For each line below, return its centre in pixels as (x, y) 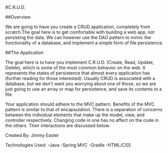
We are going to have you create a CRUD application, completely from (78, 27)
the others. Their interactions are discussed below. (58, 126)
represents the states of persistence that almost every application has (77, 73)
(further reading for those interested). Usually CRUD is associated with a (80, 78)
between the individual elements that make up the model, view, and (75, 115)
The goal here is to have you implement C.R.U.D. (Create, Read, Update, (80, 62)
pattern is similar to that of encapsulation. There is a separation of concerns (84, 109)
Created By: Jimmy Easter (32, 135)
